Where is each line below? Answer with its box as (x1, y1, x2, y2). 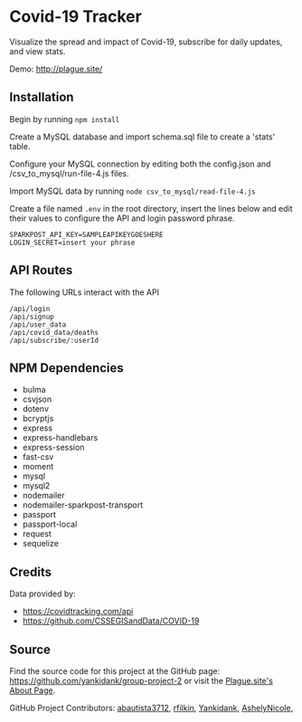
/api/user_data (9, 319, 67, 329)
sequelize (22, 538, 59, 549)
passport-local (22, 518, 78, 530)
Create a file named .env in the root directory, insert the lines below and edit (9, 203, 293, 214)
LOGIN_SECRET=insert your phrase (9, 238, 136, 247)
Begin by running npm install (9, 113, 120, 124)
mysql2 (22, 480, 51, 491)
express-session (22, 442, 85, 453)
